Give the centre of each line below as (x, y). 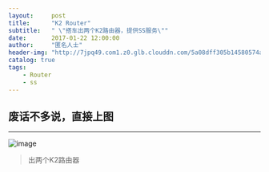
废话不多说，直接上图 (61, 116)
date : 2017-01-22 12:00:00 (64, 38)
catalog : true (32, 61)
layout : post (37, 16)
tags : (17, 68)
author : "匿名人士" (45, 45)
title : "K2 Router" (50, 23)
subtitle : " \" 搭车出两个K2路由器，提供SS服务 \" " (88, 30)
